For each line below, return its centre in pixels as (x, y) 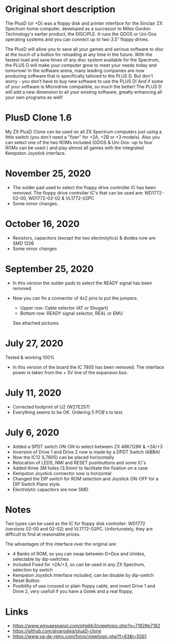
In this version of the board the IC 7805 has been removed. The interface (88, 367)
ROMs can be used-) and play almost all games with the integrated (74, 148)
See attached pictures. (36, 323)
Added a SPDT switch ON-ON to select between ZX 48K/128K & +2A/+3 (88, 446)
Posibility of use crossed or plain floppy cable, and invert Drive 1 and (84, 586)
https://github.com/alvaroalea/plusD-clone (57, 631)
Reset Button (26, 580)
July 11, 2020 (33, 393)
